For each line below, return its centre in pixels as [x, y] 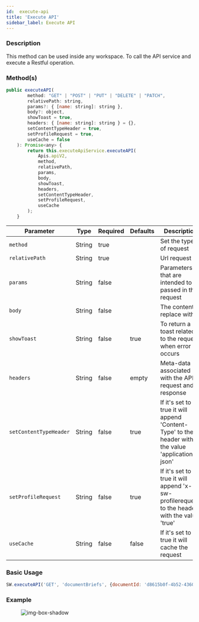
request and [177, 385]
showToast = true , [50, 118]
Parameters [176, 268]
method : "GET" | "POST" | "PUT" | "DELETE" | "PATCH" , [97, 95]
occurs [170, 353]
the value [173, 446]
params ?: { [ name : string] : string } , [75, 107]
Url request [176, 258]
